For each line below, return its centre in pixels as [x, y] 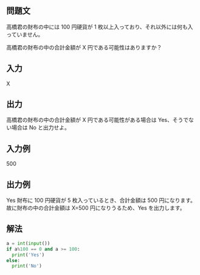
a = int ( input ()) [28, 243]
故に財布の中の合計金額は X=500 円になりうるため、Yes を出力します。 [96, 208]
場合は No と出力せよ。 [40, 127]
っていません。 [25, 34]
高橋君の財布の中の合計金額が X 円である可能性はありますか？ [84, 47]
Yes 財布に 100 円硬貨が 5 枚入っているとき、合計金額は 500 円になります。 [101, 201]
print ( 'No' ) [27, 266]
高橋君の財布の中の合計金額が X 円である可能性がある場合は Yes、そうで [98, 120]
